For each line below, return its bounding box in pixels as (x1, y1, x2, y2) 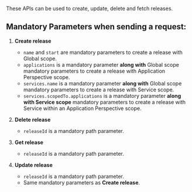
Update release (14, 161, 53, 169)
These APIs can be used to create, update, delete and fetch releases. (6, 5, 173, 12)
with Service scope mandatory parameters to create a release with (23, 98, 186, 105)
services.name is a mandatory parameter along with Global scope (23, 80, 182, 87)
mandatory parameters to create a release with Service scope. (23, 86, 174, 93)
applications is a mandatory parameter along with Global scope (23, 61, 180, 68)
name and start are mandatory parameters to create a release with (23, 49, 183, 56)
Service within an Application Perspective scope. (23, 105, 142, 112)
